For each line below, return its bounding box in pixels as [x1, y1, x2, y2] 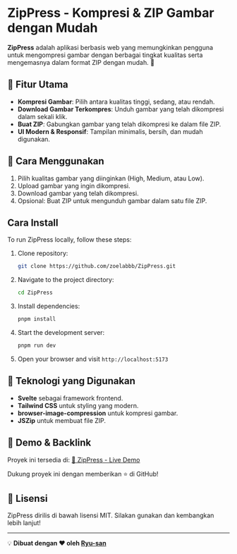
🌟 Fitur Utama [7, 79, 68, 91]
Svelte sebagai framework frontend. [17, 393, 123, 402]
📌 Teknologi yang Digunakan [7, 375, 136, 387]
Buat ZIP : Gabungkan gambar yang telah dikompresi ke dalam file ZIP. [17, 120, 221, 128]
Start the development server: [17, 328, 105, 336]
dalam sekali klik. [17, 112, 68, 121]
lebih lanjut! [7, 519, 41, 527]
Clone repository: [17, 249, 68, 258]
